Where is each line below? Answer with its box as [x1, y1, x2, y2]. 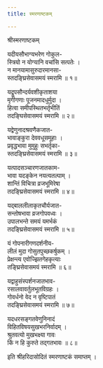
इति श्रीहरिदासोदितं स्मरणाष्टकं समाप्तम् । [7, 353, 97, 361]
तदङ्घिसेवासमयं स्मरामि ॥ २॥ [7, 111, 75, 120]
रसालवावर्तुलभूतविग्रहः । [7, 284, 60, 293]
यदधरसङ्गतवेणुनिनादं [7, 315, 55, 323]
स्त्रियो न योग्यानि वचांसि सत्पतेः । [7, 58, 81, 66]
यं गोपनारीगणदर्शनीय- [7, 239, 55, 247]
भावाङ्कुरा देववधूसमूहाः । [7, 133, 63, 141]
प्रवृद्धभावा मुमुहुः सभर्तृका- [7, 141, 61, 150]
